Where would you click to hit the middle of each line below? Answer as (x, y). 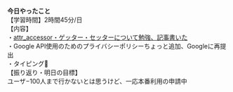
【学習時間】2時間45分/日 (45, 20)
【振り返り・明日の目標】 (44, 72)
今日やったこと (29, 11)
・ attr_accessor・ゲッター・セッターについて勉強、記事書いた (98, 37)
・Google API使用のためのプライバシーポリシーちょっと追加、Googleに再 (114, 46)
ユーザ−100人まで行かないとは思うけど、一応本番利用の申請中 (97, 81)
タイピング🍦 (31, 64)
